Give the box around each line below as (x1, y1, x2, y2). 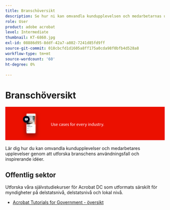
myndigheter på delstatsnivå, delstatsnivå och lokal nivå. (5, 190, 123, 196)
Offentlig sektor (5, 170, 56, 179)
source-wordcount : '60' (5, 56, 56, 62)
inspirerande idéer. (5, 156, 45, 162)
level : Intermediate (5, 29, 49, 35)
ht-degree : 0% (5, 62, 35, 67)
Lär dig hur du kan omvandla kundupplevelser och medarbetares (5, 145, 141, 151)
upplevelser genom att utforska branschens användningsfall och (5, 151, 139, 157)
